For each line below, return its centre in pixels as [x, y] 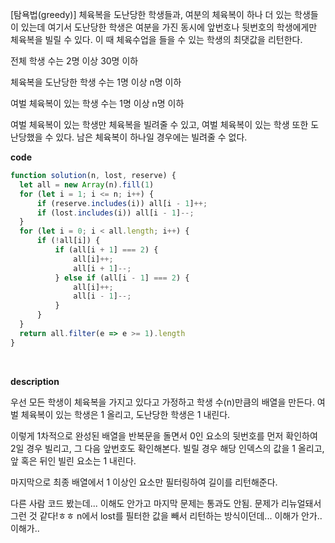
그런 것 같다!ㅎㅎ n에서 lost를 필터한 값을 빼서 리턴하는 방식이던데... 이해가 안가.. [166, 515]
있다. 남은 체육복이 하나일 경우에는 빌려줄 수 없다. [151, 137]
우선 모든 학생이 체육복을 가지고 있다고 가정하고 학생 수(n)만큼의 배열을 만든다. [162, 402]
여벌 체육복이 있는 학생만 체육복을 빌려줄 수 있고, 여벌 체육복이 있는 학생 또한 [159, 124]
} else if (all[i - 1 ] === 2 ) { [122, 278]
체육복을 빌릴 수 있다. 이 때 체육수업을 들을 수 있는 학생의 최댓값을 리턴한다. [156, 39]
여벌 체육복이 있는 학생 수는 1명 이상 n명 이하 [97, 103]
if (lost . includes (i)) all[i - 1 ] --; [115, 213]
